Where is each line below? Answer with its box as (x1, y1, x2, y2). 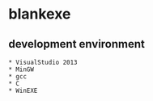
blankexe (8, 5, 71, 23)
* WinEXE (8, 86, 38, 95)
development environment (8, 37, 146, 51)
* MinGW (8, 65, 35, 74)
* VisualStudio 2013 (8, 58, 79, 66)
